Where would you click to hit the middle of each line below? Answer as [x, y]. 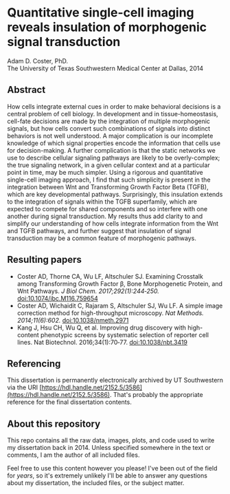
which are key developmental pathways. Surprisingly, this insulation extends [115, 194]
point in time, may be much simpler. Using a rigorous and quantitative [105, 172]
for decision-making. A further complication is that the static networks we [112, 150]
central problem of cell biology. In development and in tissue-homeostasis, [113, 114]
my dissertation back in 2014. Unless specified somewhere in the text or [109, 448]
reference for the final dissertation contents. [69, 402]
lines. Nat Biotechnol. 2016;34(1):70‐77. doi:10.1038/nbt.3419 [102, 342]
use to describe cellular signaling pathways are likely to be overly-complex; [114, 158]
